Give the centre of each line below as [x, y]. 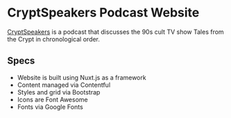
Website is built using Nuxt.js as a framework [82, 77]
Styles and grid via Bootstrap [59, 92]
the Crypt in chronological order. [54, 39]
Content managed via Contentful [64, 85]
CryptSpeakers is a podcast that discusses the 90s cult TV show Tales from [115, 32]
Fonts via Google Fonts [50, 107]
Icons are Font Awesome [52, 99]
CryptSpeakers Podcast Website [103, 13]
